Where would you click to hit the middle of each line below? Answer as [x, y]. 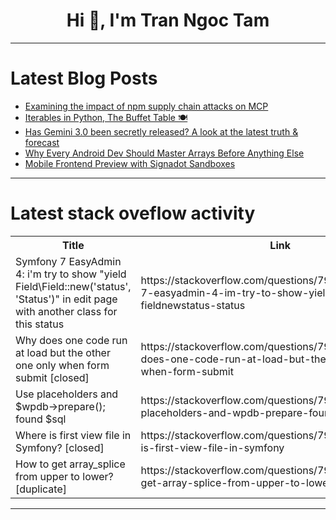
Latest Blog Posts [84, 78]
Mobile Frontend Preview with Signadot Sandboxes [130, 163]
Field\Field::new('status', [73, 286]
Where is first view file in [73, 435]
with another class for [66, 311]
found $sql [41, 419]
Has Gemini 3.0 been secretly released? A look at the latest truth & [161, 131]
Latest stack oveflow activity [133, 213]
